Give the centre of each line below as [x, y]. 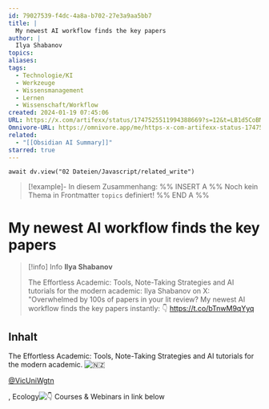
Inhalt [23, 336]
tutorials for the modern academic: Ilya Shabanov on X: [119, 291]
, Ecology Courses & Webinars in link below [87, 397]
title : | [23, 23]
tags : [17, 68]
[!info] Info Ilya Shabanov [70, 267]
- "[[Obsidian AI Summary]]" [64, 142]
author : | [25, 38]
